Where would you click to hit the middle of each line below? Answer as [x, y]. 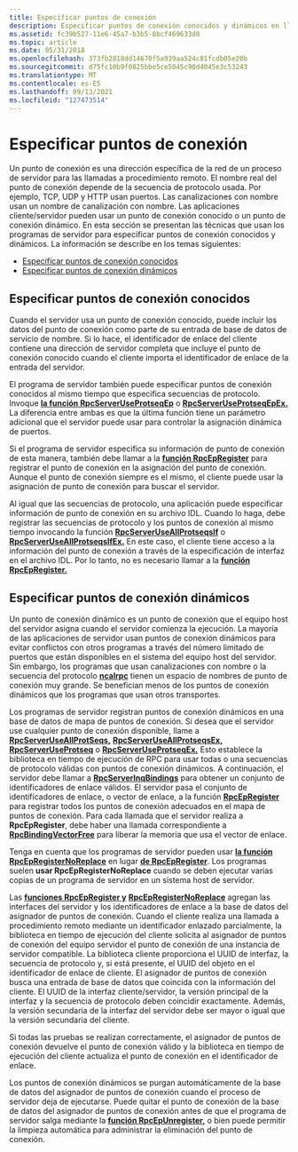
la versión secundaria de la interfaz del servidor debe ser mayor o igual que [147, 1010]
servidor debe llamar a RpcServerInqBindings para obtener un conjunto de [147, 777]
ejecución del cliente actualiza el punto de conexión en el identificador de [144, 1056]
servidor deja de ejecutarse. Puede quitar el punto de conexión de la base [144, 1101]
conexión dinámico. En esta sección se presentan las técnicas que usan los [147, 225]
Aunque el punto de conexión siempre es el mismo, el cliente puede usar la [146, 477]
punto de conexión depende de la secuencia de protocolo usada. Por [135, 187]
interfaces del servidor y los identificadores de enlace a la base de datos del [149, 906]
